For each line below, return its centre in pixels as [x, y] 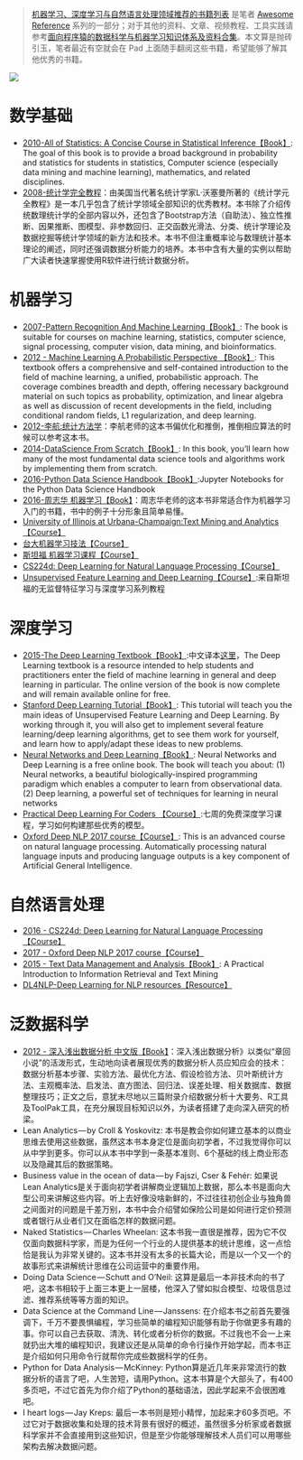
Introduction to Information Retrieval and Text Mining [120, 973]
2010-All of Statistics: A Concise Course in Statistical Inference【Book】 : [157, 143]
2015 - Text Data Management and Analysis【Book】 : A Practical [143, 963]
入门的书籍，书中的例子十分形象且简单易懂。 [106, 511]
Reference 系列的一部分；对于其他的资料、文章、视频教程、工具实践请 [162, 25]
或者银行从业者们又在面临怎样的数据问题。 [101, 1220]
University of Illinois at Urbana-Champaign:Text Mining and [133, 521]
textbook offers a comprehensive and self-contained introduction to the [155, 367]
